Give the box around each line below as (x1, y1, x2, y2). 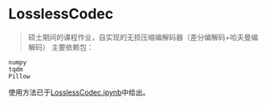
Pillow (8, 72, 31, 80)
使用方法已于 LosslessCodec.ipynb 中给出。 (8, 87, 150, 97)
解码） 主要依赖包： (27, 42, 94, 52)
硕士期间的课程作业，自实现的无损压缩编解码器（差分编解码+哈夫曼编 (27, 32, 259, 42)
